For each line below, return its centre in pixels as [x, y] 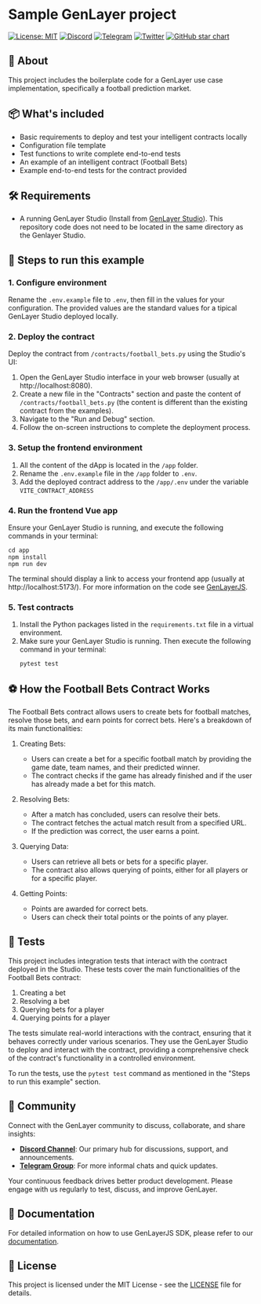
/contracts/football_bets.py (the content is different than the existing [134, 402]
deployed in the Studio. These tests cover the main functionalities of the [124, 969]
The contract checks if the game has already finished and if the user [141, 776]
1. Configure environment [58, 282]
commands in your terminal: [53, 535]
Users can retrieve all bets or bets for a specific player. [120, 861]
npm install [27, 557]
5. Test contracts [41, 607]
